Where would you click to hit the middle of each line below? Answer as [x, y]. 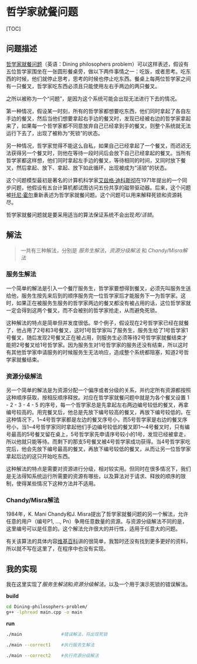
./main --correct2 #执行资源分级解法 [52, 655]
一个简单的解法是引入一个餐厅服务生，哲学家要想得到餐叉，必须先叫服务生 [96, 288]
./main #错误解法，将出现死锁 [57, 635]
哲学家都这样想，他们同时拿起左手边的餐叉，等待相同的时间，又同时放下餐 [96, 160]
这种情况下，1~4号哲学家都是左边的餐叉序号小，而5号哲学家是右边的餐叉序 [97, 420]
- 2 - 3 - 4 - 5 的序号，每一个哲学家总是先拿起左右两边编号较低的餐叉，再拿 [97, 405]
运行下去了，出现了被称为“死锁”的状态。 [55, 133]
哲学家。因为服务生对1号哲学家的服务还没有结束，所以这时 [118, 345]
